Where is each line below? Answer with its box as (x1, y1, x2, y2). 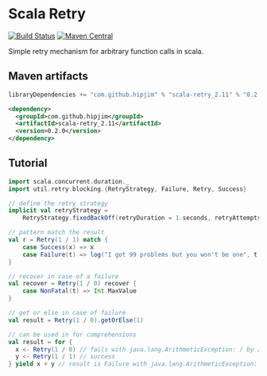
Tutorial (8, 157, 48, 170)
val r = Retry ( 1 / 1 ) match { (8, 236, 109, 244)
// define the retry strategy (8, 200, 109, 207)
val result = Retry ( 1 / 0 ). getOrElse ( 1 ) (8, 316, 145, 324)
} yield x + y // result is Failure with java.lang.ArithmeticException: (8, 360, 258, 368)
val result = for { (8, 338, 73, 346)
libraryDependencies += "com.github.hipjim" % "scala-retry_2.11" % (8, 91, 240, 99)
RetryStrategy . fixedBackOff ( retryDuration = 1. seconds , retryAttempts (22, 214, 261, 223)
